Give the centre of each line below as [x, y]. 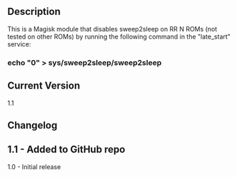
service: [19, 44]
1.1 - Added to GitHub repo [66, 150]
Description [34, 12]
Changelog [32, 125]
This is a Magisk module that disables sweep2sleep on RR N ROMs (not [112, 29]
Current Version [44, 86]
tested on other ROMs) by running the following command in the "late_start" [119, 36]
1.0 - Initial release [34, 166]
